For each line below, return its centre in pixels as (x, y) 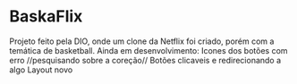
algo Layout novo (41, 70)
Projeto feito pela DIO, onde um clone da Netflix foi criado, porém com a (142, 41)
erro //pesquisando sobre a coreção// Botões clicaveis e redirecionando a (145, 60)
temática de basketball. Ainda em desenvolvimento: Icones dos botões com (148, 50)
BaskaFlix (46, 17)
